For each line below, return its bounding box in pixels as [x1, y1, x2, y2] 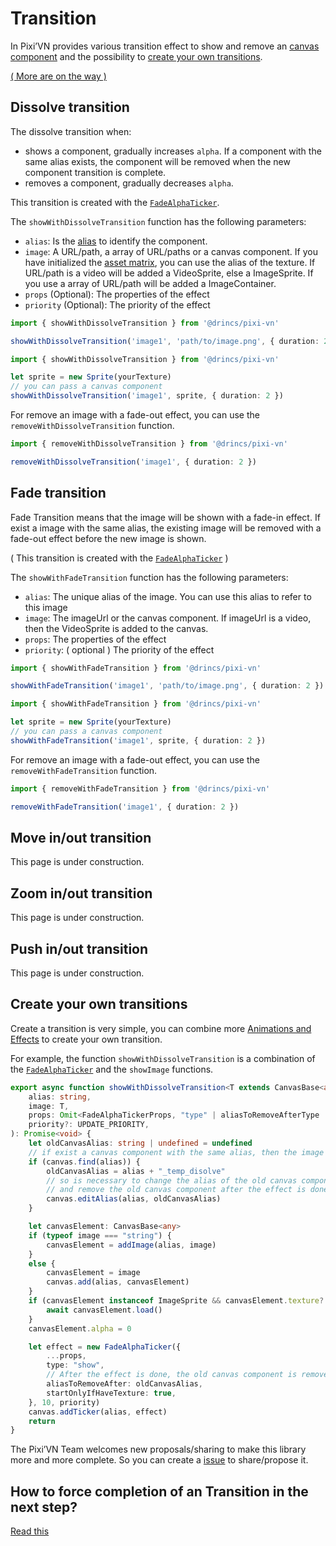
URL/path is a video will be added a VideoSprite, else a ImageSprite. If [24, 267, 314, 279]
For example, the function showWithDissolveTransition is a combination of [10, 1052, 316, 1064]
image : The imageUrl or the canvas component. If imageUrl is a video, [24, 612, 312, 624]
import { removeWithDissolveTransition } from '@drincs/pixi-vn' [10, 439, 288, 449]
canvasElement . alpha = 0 [28, 1323, 132, 1334]
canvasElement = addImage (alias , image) [46, 1240, 217, 1250]
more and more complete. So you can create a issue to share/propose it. [10, 1454, 309, 1466]
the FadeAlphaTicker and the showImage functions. [10, 1063, 214, 1075]
